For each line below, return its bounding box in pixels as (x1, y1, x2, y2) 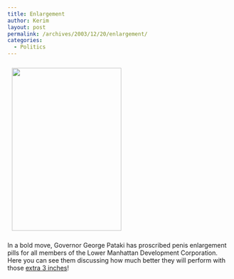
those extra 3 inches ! (7, 264, 70, 272)
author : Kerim (7, 17, 50, 24)
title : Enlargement (7, 10, 65, 18)
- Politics (14, 43, 46, 51)
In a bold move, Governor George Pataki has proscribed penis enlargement (7, 241, 227, 249)
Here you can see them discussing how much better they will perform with (7, 256, 226, 264)
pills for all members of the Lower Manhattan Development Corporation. (7, 248, 218, 257)
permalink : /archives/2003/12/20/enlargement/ (7, 30, 148, 38)
